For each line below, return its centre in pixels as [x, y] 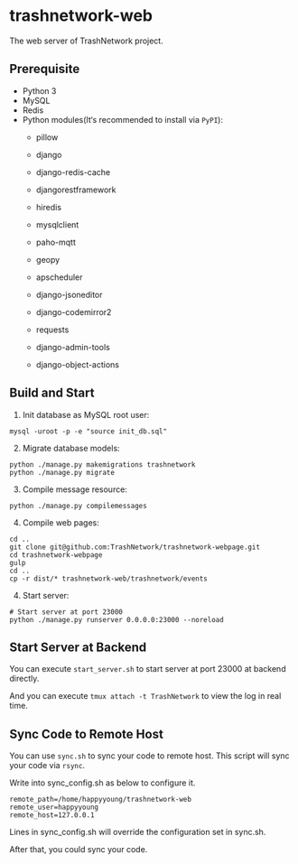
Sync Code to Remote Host [87, 734]
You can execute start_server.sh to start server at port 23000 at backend [148, 669]
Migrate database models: [71, 448]
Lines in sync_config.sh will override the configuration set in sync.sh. [138, 832]
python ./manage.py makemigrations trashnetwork [102, 465]
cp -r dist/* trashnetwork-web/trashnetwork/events [108, 579]
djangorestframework [76, 190]
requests [52, 330]
